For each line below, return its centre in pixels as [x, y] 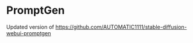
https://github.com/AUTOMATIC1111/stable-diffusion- [121, 27]
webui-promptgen [29, 33]
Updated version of [30, 27]
